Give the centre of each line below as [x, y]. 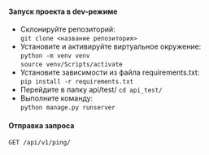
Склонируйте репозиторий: [67, 29]
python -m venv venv [55, 56]
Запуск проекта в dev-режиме [63, 11]
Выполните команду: [57, 98]
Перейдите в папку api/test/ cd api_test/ [91, 90]
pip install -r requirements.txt [77, 82]
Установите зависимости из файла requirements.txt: [110, 72]
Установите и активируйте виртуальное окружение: [111, 47]
